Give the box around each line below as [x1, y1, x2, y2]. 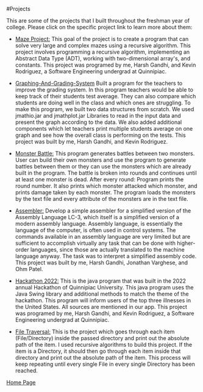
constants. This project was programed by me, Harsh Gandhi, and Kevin [15, 61, 196, 68]
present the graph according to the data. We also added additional [15, 118, 182, 126]
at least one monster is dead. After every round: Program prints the [15, 176, 184, 183]
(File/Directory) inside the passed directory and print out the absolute [15, 335, 190, 341]
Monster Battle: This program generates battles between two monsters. [15, 150, 195, 157]
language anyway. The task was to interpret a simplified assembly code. [15, 253, 197, 260]
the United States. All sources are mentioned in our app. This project [15, 303, 188, 310]
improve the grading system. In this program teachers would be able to [15, 86, 194, 93]
